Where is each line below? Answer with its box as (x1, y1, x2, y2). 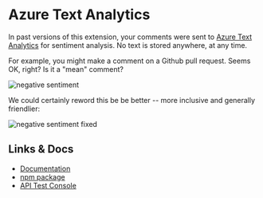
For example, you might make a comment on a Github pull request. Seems (8, 56, 251, 65)
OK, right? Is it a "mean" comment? (8, 64, 124, 73)
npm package (19, 172, 65, 181)
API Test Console (19, 180, 77, 190)
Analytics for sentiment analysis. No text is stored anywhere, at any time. (8, 40, 248, 49)
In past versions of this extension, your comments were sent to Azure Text (8, 32, 253, 42)
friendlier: (8, 104, 41, 113)
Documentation (19, 164, 71, 173)
